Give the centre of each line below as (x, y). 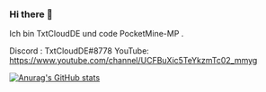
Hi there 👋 (31, 14)
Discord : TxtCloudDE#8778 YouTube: (80, 51)
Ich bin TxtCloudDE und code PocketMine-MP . (97, 34)
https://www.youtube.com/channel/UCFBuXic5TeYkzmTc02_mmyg (133, 61)
